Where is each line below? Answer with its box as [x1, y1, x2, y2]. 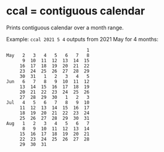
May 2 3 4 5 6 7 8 [6, 52, 90, 58]
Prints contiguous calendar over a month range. [6, 24, 124, 31]
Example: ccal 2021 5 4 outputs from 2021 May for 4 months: [6, 35, 159, 42]
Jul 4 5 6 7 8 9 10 [6, 99, 90, 105]
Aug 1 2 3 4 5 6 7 [6, 120, 90, 126]
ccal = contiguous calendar [6, 4, 145, 18]
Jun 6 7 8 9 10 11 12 [6, 78, 90, 84]
